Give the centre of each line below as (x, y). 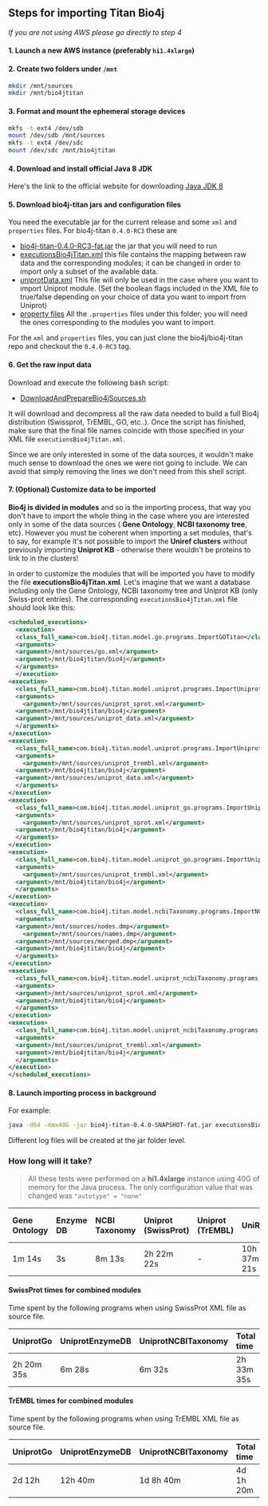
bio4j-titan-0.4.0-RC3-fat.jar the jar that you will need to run (118, 246)
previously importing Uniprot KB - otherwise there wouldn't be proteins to (130, 549)
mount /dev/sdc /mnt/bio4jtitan (62, 151)
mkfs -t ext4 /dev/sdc (46, 143)
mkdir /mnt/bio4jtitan (46, 93)
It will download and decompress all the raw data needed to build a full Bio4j (134, 413)
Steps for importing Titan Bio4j (87, 13)
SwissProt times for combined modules (75, 1290)
